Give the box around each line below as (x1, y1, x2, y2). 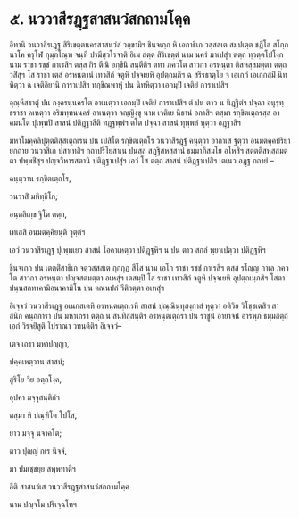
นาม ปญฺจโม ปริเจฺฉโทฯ (9, 498, 78, 509)
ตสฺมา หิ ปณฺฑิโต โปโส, (9, 409, 78, 420)
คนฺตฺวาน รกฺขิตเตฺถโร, (9, 172, 71, 183)
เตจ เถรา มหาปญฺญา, (9, 338, 70, 348)
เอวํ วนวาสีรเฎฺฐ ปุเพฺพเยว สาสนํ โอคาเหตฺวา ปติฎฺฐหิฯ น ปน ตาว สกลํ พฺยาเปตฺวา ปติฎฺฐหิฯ (9, 244, 266, 255)
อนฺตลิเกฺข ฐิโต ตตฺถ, (9, 208, 68, 219)
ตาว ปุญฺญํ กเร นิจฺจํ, (9, 445, 67, 455)
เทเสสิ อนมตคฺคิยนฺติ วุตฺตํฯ (9, 226, 86, 237)
